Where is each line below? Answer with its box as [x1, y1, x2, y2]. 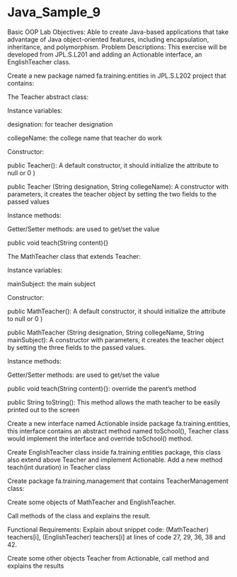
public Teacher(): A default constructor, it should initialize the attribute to [7, 161, 219, 170]
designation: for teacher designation [7, 120, 113, 128]
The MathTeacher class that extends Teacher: [7, 252, 141, 260]
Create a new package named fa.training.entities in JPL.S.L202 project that [7, 71, 226, 80]
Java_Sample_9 [7, 4, 101, 21]
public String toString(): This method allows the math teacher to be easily [7, 397, 221, 407]
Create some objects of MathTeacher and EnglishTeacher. [7, 498, 176, 506]
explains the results [7, 561, 64, 570]
